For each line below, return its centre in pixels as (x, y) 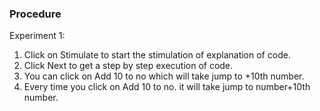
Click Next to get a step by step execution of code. (128, 66)
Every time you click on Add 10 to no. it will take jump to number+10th (167, 87)
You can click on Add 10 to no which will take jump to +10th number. (164, 76)
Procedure (35, 14)
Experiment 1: (37, 36)
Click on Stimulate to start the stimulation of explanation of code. (157, 55)
